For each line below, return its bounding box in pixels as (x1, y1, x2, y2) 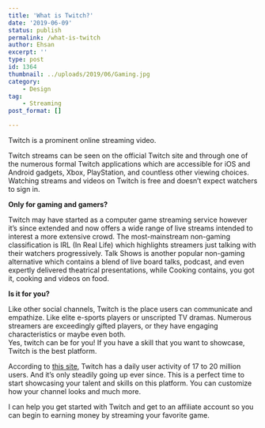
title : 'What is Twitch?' (8, 11, 93, 20)
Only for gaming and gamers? (8, 200, 108, 209)
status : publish (8, 26, 62, 34)
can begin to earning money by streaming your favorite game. (8, 411, 210, 419)
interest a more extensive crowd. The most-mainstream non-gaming (8, 232, 231, 241)
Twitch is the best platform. (8, 347, 97, 355)
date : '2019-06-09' (8, 19, 73, 27)
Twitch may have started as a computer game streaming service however (8, 215, 248, 224)
